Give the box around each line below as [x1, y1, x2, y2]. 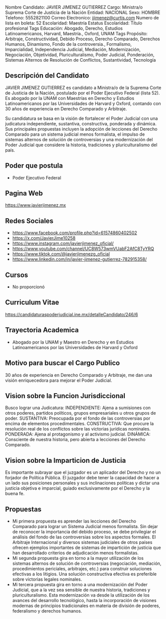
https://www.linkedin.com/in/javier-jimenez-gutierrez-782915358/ [12, 256, 147, 263]
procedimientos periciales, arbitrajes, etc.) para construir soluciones [12, 565, 152, 571]
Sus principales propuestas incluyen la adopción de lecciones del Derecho [5, 126, 158, 132]
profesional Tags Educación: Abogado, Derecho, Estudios [5, 25, 123, 31]
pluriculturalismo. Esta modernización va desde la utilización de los [12, 592, 150, 598]
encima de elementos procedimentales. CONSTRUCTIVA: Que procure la [5, 421, 154, 427]
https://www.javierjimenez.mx [5, 202, 66, 208]
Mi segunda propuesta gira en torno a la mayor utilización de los [12, 555, 144, 561]
